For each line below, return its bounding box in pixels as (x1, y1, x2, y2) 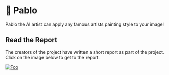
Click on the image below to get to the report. (5, 54, 100, 60)
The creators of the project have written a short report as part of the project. (5, 49, 164, 55)
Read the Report (5, 36, 57, 44)
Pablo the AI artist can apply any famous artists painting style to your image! (5, 21, 164, 27)
